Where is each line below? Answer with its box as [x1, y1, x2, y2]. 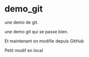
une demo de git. [4, 19, 39, 25]
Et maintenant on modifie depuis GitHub [4, 38, 84, 44]
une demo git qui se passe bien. [4, 28, 69, 34]
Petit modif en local [4, 47, 43, 53]
